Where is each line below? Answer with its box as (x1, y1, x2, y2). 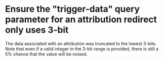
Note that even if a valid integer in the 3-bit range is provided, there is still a (5, 46, 159, 52)
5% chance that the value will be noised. (5, 51, 88, 57)
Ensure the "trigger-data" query (5, 3, 140, 15)
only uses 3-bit (5, 25, 69, 35)
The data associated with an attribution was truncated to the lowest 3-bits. (5, 40, 157, 46)
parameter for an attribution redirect (5, 14, 157, 25)
